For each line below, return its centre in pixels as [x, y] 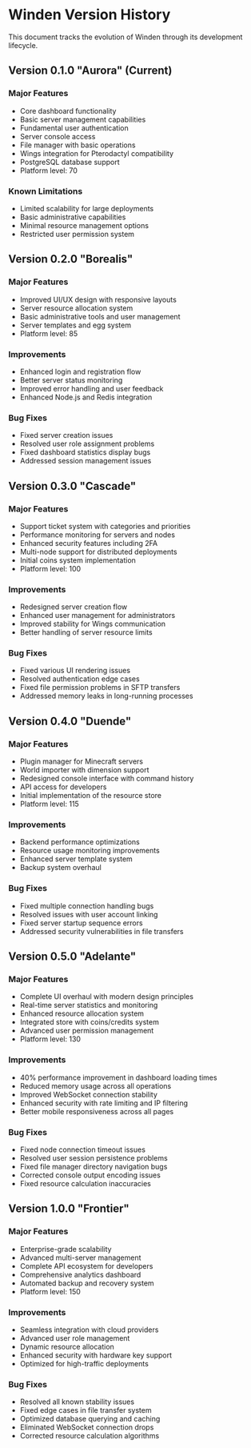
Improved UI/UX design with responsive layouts [98, 299]
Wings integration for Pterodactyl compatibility [97, 153]
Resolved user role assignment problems [87, 444]
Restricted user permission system [77, 234]
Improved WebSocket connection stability [89, 1094]
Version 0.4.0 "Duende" [70, 721]
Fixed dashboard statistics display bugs [85, 452]
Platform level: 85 [49, 333]
